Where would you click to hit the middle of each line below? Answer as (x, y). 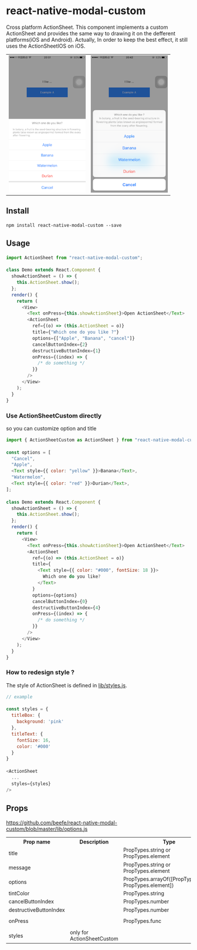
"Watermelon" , (28, 477)
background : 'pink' (40, 722)
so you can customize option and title (51, 428)
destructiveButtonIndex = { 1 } (66, 351)
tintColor (19, 893)
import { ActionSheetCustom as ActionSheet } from (69, 440)
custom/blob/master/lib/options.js (47, 829)
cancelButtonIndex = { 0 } (60, 601)
